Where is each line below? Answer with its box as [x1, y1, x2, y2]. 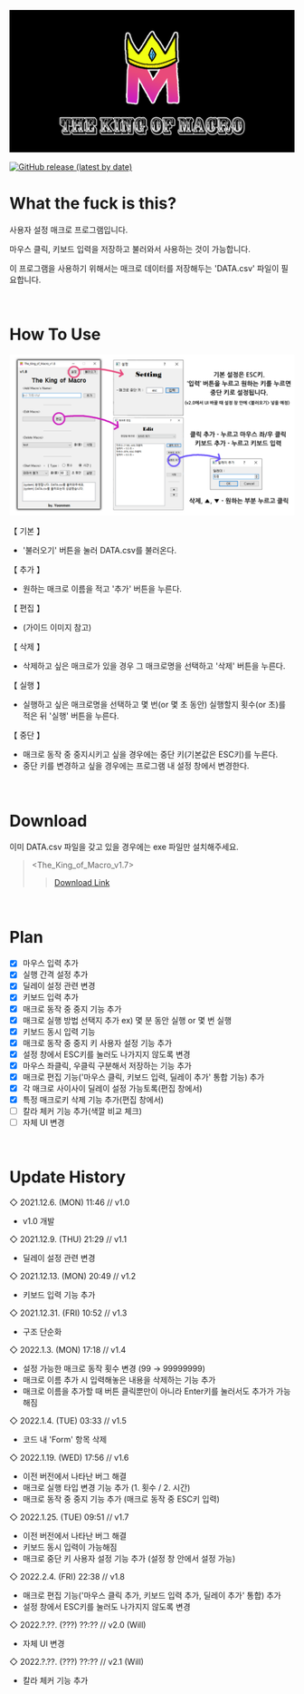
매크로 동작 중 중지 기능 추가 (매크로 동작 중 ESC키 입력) [22, 1493, 220, 1504]
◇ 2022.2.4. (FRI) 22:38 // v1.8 [9, 1572, 125, 1582]
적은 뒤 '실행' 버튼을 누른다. [22, 710, 119, 721]
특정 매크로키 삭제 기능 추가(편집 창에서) [22, 1094, 165, 1105]
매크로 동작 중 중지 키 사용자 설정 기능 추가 [22, 1037, 173, 1048]
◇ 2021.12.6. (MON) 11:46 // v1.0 [9, 1197, 130, 1208]
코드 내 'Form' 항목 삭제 [22, 1435, 107, 1445]
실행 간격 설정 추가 [22, 969, 89, 980]
